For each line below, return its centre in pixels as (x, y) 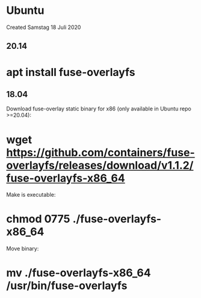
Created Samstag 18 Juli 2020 (44, 27)
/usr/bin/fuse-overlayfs (67, 286)
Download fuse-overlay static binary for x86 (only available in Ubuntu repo (99, 109)
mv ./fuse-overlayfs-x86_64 (79, 273)
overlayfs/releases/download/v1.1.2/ (100, 165)
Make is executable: (31, 195)
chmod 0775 (38, 219)
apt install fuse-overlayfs (71, 72)
